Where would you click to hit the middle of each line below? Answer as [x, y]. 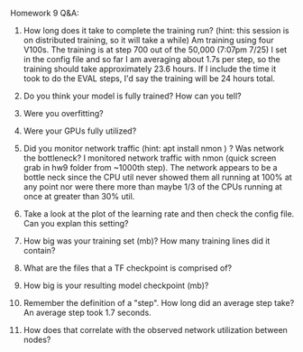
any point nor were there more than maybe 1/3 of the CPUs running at [152, 187]
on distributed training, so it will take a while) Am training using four [148, 40]
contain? [39, 250]
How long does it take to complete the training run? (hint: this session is [156, 30]
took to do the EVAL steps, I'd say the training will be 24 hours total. [149, 79]
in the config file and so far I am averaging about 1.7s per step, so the [151, 59]
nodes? [37, 339]
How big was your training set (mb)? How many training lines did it [147, 241]
